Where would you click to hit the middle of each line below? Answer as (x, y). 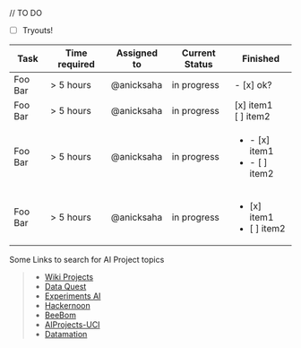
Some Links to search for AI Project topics (87, 260)
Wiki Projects (69, 277)
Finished (261, 59)
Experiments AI (73, 296)
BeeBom (60, 315)
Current (199, 53)
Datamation (66, 335)
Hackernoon (68, 306)
